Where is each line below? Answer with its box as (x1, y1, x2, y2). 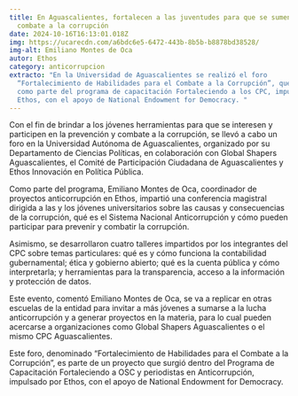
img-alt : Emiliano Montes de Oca (9, 46, 133, 55)
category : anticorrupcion (9, 63, 105, 72)
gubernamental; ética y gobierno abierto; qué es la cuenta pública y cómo (9, 258, 280, 268)
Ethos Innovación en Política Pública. (9, 167, 144, 177)
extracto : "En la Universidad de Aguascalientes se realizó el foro (9, 71, 268, 80)
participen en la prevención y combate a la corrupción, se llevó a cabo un (9, 129, 278, 140)
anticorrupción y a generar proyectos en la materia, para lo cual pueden (9, 312, 272, 323)
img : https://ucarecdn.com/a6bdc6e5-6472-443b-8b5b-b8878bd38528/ (9, 37, 260, 47)
